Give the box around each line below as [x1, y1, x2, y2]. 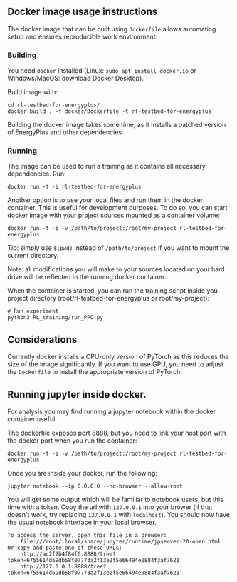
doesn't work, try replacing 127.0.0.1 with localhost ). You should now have [7, 511, 230, 519]
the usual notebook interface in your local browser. [7, 518, 157, 527]
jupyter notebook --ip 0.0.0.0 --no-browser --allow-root [7, 483, 183, 490]
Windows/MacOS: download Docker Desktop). [7, 74, 144, 83]
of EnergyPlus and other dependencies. [7, 128, 124, 136]
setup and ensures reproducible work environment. [7, 32, 158, 41]
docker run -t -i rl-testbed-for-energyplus [7, 184, 142, 191]
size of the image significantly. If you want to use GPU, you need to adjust [7, 360, 224, 368]
